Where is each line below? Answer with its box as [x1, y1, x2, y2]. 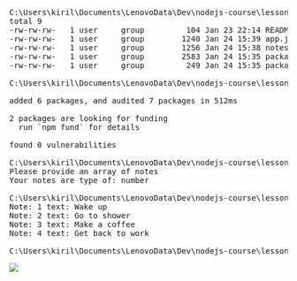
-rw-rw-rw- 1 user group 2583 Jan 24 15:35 [9, 52, 262, 61]
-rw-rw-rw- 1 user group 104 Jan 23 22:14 [9, 26, 262, 34]
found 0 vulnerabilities [9, 140, 117, 149]
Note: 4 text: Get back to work [9, 229, 149, 238]
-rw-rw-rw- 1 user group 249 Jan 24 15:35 [9, 61, 262, 70]
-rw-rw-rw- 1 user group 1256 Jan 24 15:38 [9, 43, 262, 52]
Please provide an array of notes [9, 167, 159, 176]
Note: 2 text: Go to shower [9, 211, 131, 220]
